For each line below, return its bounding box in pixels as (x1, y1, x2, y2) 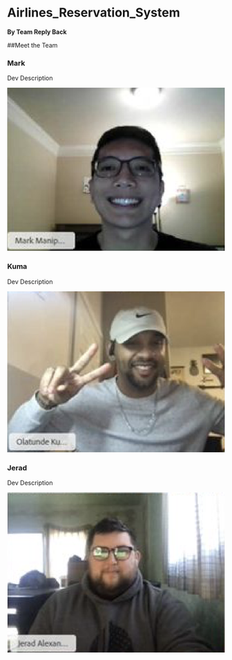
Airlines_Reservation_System (7, 5, 181, 21)
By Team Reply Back (7, 28, 67, 36)
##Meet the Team (7, 41, 58, 49)
